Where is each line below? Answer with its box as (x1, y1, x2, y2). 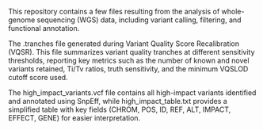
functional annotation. (8, 24, 80, 32)
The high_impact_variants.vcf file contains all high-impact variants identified (8, 88, 257, 97)
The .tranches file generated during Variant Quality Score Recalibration (8, 39, 240, 48)
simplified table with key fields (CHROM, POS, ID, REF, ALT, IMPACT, (8, 105, 231, 114)
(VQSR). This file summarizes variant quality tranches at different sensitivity (8, 48, 255, 56)
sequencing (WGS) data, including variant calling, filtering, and (36, 15, 242, 25)
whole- (221, 7, 245, 16)
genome (8, 15, 36, 25)
